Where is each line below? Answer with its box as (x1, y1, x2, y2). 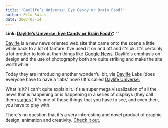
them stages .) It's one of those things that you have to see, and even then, (5, 97, 159, 103)
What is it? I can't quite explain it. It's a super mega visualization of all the (5, 86, 157, 92)
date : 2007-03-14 (5, 17, 42, 22)
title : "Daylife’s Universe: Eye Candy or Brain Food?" (5, 7, 125, 13)
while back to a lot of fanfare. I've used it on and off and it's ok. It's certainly (5, 46, 163, 52)
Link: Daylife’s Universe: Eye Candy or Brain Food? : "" (5, 31, 120, 37)
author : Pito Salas (5, 12, 46, 17)
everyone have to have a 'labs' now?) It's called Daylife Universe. (5, 76, 140, 83)
